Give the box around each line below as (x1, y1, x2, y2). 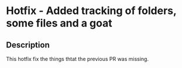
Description (6, 40, 50, 50)
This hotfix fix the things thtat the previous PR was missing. (6, 56, 149, 62)
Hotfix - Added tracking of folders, (6, 4, 177, 18)
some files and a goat (6, 16, 112, 30)
